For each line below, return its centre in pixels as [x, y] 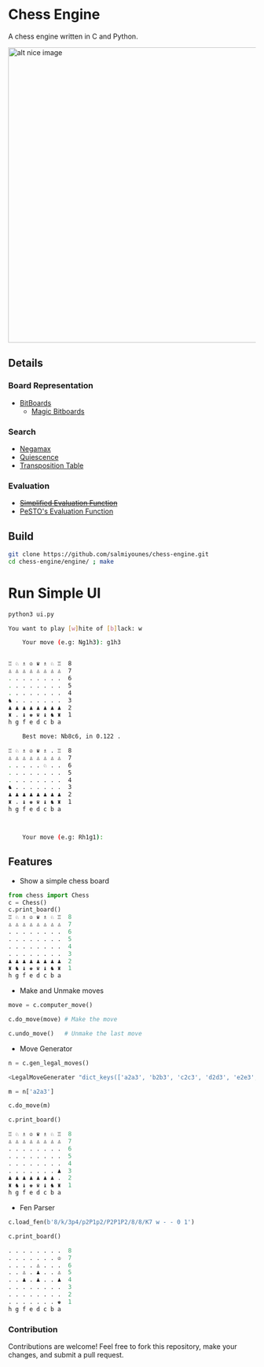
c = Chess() [27, 902]
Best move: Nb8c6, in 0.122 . [72, 737]
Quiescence [39, 457]
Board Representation [51, 386]
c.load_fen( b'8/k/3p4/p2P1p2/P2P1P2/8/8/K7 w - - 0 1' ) [101, 1222]
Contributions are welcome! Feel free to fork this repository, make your [123, 1346]
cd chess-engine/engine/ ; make [61, 561]
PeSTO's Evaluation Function [66, 511]
